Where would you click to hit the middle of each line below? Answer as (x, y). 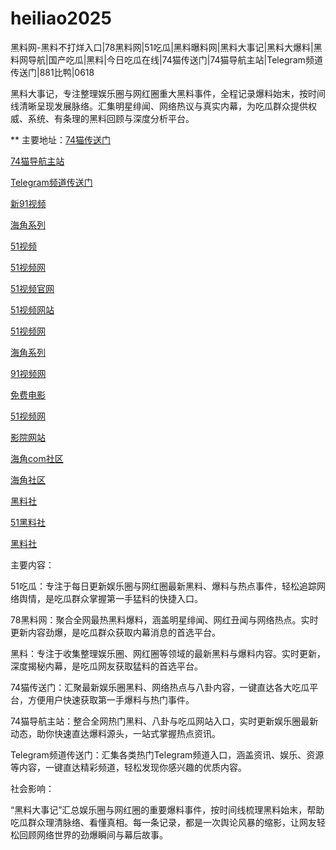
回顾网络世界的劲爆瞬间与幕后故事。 (93, 834)
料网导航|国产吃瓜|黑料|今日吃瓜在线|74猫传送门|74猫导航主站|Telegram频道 (166, 59)
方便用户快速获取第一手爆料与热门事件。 (111, 699)
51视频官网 (32, 288)
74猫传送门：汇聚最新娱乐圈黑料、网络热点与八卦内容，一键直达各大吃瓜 (160, 687)
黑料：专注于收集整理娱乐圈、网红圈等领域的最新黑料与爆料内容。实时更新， (168, 653)
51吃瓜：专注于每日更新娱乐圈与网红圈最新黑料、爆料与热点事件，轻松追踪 (163, 586)
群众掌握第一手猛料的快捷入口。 (137, 598)
